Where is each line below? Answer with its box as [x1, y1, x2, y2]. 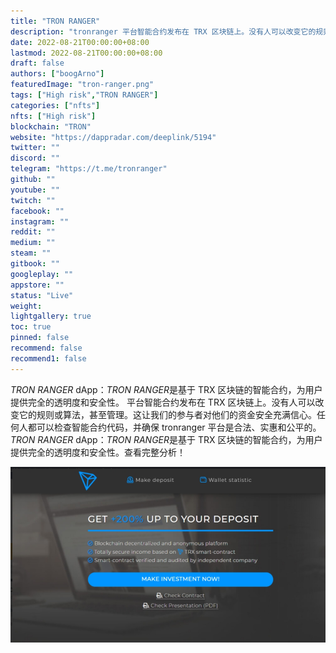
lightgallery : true [10, 311, 92, 322]
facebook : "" [10, 206, 65, 216]
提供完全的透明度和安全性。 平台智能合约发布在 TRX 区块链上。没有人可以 [10, 396, 316, 408]
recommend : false [10, 343, 83, 353]
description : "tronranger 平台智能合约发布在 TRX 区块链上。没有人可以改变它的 [10, 26, 317, 37]
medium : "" [10, 238, 56, 248]
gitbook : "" [10, 259, 60, 269]
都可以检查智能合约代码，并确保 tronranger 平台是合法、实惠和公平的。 [27, 421, 322, 433]
